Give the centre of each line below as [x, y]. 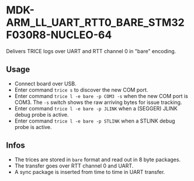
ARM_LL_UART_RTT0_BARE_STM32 [96, 22]
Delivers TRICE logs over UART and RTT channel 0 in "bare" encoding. [91, 51]
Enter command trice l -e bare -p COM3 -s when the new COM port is [101, 96]
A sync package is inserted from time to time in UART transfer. [90, 172]
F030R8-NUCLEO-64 [59, 35]
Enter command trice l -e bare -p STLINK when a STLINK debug [95, 121]
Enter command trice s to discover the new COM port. [81, 90]
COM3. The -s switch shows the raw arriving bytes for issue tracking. [98, 102]
